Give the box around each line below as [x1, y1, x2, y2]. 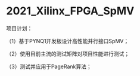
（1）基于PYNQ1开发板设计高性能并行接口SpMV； [6, 37, 129, 44]
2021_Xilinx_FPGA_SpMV [6, 4, 135, 18]
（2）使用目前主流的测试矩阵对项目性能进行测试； [6, 50, 130, 57]
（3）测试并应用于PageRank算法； [6, 63, 92, 70]
